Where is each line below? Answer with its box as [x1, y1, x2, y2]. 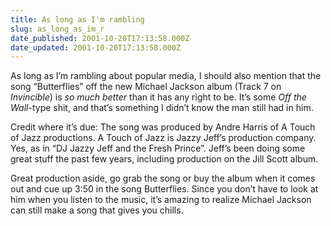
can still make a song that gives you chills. [10, 204, 184, 216]
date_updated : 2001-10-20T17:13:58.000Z [10, 42, 182, 53]
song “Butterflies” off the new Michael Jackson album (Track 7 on [10, 81, 282, 93]
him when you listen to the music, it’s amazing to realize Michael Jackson [10, 194, 312, 206]
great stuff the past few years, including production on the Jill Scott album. [10, 153, 319, 165]
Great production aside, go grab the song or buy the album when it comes [10, 172, 316, 185]
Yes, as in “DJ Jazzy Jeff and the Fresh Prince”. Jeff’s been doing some [10, 142, 306, 155]
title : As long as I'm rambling [10, 14, 145, 25]
